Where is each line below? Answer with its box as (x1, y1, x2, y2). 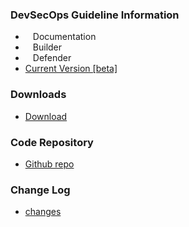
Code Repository (10, 135, 94, 149)
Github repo (24, 158, 75, 170)
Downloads (10, 88, 67, 102)
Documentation (32, 31, 97, 43)
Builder (32, 41, 63, 53)
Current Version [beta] (24, 63, 118, 75)
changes (24, 206, 62, 218)
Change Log (10, 183, 71, 197)
